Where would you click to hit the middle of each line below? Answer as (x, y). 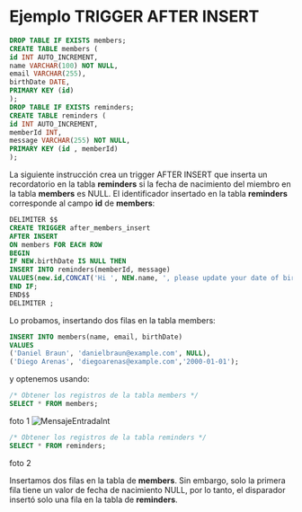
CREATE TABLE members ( (54, 49)
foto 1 (19, 420)
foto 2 (20, 463)
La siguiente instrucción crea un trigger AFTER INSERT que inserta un (138, 175)
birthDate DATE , (40, 83)
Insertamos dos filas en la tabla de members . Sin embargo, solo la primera (147, 480)
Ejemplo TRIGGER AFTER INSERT (134, 17)
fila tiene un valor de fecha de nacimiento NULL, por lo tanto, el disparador (147, 490)
